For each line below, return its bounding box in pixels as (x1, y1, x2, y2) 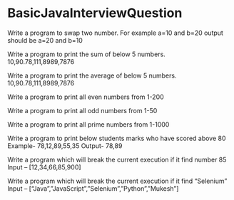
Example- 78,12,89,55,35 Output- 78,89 (7, 141, 123, 150)
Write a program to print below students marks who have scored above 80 (7, 134, 226, 142)
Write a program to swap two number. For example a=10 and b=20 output (7, 28, 223, 37)
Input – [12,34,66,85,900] (7, 162, 81, 172)
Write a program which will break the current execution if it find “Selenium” (7, 177, 228, 185)
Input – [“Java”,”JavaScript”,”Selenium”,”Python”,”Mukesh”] (7, 184, 179, 193)
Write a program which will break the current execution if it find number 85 (7, 155, 227, 164)
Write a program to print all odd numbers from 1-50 (7, 106, 158, 115)
